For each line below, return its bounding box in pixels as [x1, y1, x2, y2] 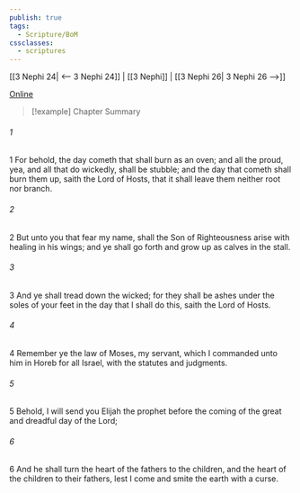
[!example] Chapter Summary [31, 106, 141, 117]
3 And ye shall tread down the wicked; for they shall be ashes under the [9, 290, 276, 300]
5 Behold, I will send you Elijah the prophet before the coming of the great [9, 406, 282, 417]
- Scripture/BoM [17, 30, 78, 39]
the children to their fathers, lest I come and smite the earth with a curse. [9, 473, 278, 484]
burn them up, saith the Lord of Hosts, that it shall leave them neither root [9, 174, 281, 184]
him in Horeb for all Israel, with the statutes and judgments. [9, 357, 228, 368]
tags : [9, 22, 30, 31]
